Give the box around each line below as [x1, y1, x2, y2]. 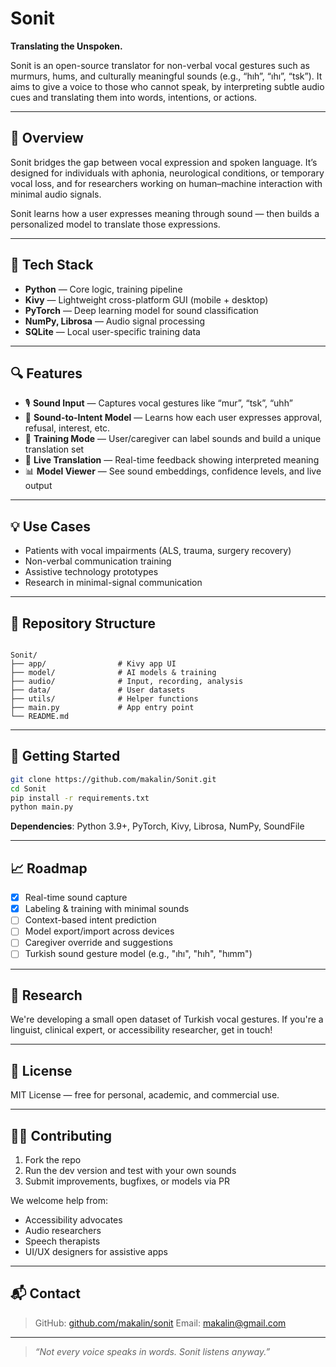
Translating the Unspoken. [10, 40, 123, 52]
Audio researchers [24, 1224, 102, 1236]
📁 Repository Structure [10, 615, 156, 632]
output [24, 480, 53, 492]
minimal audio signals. [10, 188, 102, 200]
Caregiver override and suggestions [24, 937, 173, 949]
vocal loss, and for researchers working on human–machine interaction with [10, 177, 323, 189]
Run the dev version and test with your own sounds [24, 1164, 237, 1176]
